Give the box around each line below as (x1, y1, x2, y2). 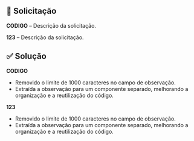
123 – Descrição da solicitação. (6, 34, 84, 41)
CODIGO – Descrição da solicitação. (6, 22, 97, 29)
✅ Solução (6, 51, 47, 61)
